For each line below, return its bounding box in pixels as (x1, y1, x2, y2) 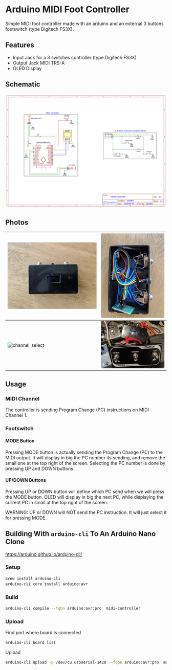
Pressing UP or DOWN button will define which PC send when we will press (5, 488, 165, 495)
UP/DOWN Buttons (5, 477, 46, 483)
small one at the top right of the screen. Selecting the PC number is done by (5, 460, 165, 466)
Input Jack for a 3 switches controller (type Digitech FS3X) (12, 54, 137, 60)
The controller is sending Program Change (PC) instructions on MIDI (5, 407, 149, 413)
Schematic (5, 80, 40, 89)
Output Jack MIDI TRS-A (12, 60, 65, 66)
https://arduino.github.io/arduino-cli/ (5, 551, 82, 557)
